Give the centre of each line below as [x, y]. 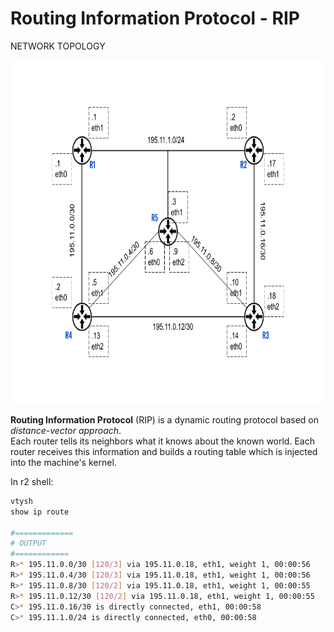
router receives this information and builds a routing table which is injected [164, 451]
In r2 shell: [32, 481]
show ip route [40, 512]
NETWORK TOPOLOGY [58, 46]
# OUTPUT [28, 543]
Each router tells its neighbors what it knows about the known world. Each [162, 441]
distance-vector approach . [66, 430]
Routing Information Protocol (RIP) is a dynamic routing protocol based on [164, 419]
